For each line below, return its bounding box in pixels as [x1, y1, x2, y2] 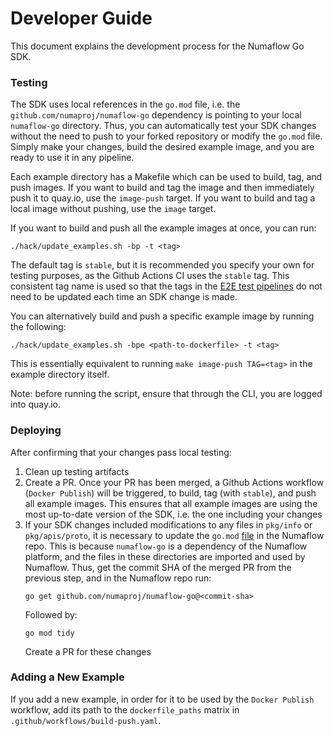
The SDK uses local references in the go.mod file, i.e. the [10, 98, 241, 111]
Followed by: [24, 608, 78, 621]
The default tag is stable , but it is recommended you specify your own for [10, 259, 315, 271]
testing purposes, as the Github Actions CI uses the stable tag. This [10, 270, 290, 282]
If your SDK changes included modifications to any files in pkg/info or [24, 518, 313, 531]
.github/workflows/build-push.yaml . [10, 714, 162, 726]
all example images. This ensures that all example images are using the [24, 497, 318, 509]
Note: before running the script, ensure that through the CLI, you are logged [10, 388, 323, 400]
